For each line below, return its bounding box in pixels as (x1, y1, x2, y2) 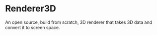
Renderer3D (5, 3, 56, 14)
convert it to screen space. (5, 24, 61, 30)
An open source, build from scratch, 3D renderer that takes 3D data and (5, 19, 153, 25)
